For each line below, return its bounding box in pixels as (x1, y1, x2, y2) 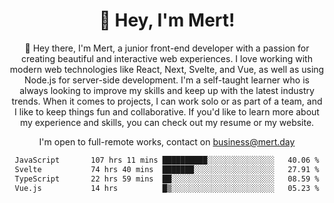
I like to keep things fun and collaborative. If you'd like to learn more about (14, 105, 320, 118)
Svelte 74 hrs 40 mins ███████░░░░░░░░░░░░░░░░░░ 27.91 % (14, 164, 320, 174)
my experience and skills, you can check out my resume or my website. (19, 116, 315, 128)
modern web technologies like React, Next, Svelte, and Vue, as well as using (9, 63, 325, 75)
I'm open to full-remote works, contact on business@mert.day (38, 135, 296, 148)
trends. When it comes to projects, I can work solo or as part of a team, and (11, 95, 323, 107)
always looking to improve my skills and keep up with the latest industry (19, 84, 315, 96)
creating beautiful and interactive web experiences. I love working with (21, 52, 313, 64)
